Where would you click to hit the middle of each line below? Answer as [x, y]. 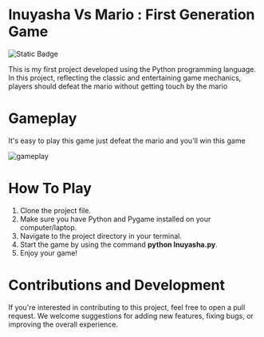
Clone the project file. [55, 210]
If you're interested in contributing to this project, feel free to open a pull [127, 307]
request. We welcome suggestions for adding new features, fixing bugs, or [131, 315]
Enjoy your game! [49, 252]
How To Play [50, 188]
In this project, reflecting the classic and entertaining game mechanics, [125, 77]
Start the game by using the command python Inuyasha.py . [118, 244]
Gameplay [43, 119]
